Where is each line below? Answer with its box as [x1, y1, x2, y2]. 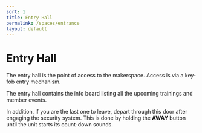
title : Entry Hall [6, 15, 53, 21]
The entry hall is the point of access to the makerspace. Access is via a [6, 72, 184, 79]
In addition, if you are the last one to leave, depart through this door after [6, 108, 187, 115]
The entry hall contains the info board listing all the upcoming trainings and [6, 90, 193, 97]
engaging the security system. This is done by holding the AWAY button [6, 114, 186, 122]
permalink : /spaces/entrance [6, 20, 80, 26]
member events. [6, 96, 47, 103]
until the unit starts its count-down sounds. [6, 121, 113, 128]
